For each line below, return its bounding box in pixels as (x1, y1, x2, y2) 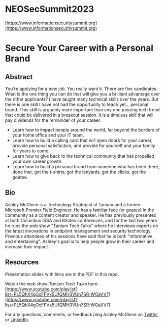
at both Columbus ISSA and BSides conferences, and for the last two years (5, 217, 157, 223)
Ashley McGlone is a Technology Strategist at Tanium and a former (5, 201, 141, 207)
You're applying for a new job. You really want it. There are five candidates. (5, 86, 158, 92)
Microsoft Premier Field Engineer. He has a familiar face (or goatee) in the (5, 207, 154, 213)
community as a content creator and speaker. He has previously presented (5, 212, 157, 218)
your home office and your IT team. (12, 132, 84, 138)
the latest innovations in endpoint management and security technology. (5, 228, 152, 234)
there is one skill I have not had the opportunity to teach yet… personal (5, 101, 149, 107)
